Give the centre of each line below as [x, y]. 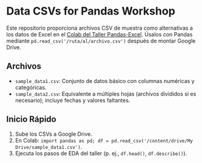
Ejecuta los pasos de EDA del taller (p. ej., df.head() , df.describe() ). [101, 153]
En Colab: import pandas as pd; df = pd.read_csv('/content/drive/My [104, 140]
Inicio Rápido [31, 119]
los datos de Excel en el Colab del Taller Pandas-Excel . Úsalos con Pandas [99, 34]
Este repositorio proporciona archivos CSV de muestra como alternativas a [99, 28]
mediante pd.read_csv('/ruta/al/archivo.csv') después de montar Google [101, 41]
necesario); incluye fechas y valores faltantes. [72, 100]
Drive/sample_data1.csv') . [49, 147]
